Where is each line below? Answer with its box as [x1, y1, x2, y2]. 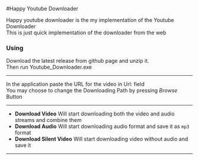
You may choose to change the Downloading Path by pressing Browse [6, 87, 178, 94]
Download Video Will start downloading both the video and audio [14, 110, 175, 117]
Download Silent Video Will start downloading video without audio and [14, 136, 188, 143]
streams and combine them [14, 117, 82, 124]
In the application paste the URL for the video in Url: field [6, 81, 145, 88]
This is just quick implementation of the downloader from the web [6, 29, 167, 36]
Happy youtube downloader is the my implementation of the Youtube [6, 17, 175, 23]
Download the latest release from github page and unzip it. [6, 57, 149, 65]
